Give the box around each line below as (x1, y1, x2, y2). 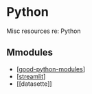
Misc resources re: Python (6, 27, 81, 35)
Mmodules (6, 47, 53, 58)
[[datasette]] (16, 80, 52, 88)
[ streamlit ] (16, 72, 46, 80)
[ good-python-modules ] (16, 64, 86, 73)
